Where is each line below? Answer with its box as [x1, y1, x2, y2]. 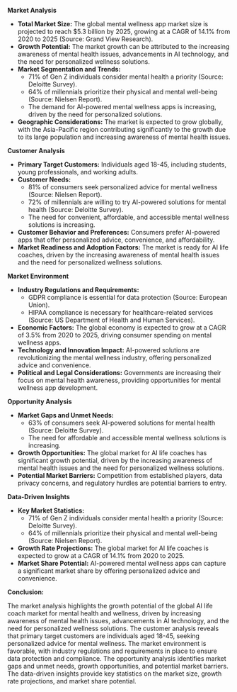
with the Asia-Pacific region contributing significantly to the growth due [17, 125, 226, 133]
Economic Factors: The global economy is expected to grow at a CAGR [17, 323, 226, 332]
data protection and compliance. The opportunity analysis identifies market [7, 654, 226, 662]
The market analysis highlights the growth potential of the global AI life [7, 602, 214, 610]
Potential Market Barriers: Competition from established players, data [17, 471, 223, 479]
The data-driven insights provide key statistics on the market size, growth [7, 669, 222, 678]
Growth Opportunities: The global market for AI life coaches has [17, 449, 207, 457]
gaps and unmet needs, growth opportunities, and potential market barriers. [7, 662, 229, 670]
